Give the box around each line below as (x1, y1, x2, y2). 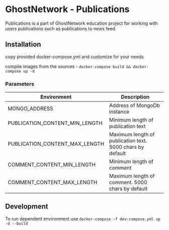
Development (5, 202, 49, 211)
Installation (5, 40, 41, 49)
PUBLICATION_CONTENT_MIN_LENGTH (8, 120, 103, 127)
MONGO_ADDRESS (8, 105, 54, 112)
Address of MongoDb (109, 102, 160, 109)
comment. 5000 (109, 179, 147, 186)
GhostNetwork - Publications (5, 4, 130, 15)
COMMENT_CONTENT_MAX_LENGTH (8, 179, 98, 186)
